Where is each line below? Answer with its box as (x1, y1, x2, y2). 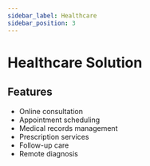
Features (7, 85, 53, 99)
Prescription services (18, 132, 89, 141)
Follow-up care (18, 140, 69, 150)
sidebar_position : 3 (7, 19, 77, 27)
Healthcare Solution (7, 53, 143, 72)
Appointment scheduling (18, 115, 101, 125)
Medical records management (18, 123, 118, 132)
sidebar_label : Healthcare (7, 11, 97, 20)
